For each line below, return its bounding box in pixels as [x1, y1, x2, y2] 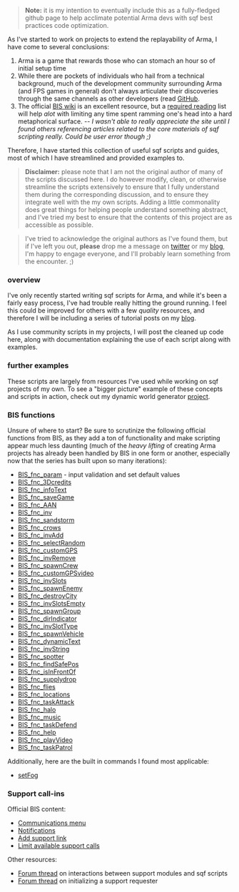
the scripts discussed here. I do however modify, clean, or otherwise [24, 175, 227, 183]
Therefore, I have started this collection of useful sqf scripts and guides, [7, 146, 220, 154]
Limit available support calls [17, 841, 100, 850]
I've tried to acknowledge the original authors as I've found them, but [24, 235, 228, 243]
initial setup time [17, 64, 66, 72]
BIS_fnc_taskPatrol [17, 743, 73, 751]
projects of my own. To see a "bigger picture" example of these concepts [7, 385, 223, 393]
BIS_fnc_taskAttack [17, 697, 75, 706]
